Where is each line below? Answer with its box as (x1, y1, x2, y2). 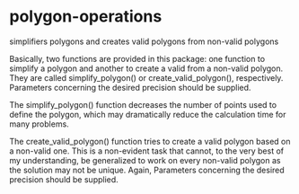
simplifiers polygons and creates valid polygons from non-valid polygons (9, 36, 279, 47)
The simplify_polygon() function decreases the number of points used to (9, 99, 277, 110)
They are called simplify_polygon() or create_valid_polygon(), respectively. (9, 72, 284, 83)
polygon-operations (9, 6, 163, 27)
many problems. (9, 119, 69, 129)
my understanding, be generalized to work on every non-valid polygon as (9, 154, 281, 165)
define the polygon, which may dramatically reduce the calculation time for (9, 109, 286, 119)
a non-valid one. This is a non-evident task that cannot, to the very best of (9, 145, 285, 156)
